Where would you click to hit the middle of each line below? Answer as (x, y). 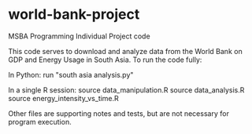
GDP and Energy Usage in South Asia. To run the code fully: (105, 60)
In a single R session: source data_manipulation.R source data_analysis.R (126, 90)
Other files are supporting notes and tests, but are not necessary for (119, 113)
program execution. (40, 121)
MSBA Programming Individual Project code (80, 36)
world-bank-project (74, 14)
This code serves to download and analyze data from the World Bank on (125, 51)
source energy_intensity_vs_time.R (64, 98)
